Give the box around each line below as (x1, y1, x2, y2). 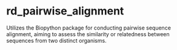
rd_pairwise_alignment (6, 4, 124, 18)
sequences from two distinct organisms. (6, 37, 107, 44)
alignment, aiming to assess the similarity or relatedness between (6, 30, 170, 37)
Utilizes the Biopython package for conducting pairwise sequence (6, 24, 172, 31)
